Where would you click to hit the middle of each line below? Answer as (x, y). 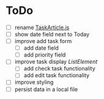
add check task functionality (59, 69)
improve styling (34, 82)
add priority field (45, 55)
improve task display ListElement (56, 62)
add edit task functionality (57, 75)
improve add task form (43, 41)
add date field (41, 48)
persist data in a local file (46, 89)
